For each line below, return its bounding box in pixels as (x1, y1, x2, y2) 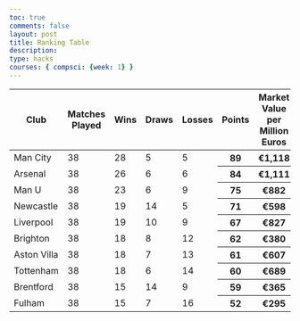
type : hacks (9, 54, 54, 63)
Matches (67, 108, 105, 120)
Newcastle (13, 200, 59, 212)
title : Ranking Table (9, 37, 90, 47)
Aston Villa (13, 248, 59, 260)
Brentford (13, 280, 54, 292)
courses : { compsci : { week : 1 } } (9, 63, 134, 72)
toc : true (9, 12, 46, 22)
